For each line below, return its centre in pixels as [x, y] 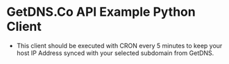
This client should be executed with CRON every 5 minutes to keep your [119, 45]
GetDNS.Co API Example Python [101, 12]
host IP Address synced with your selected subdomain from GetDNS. [115, 53]
